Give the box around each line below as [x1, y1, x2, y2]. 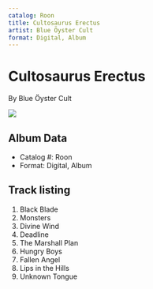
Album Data [8, 131, 68, 144]
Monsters [19, 212, 51, 222]
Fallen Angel [19, 254, 61, 265]
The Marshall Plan [19, 238, 79, 247]
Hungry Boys [19, 246, 63, 256]
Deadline [19, 230, 49, 239]
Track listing [8, 183, 71, 197]
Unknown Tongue [19, 272, 77, 281]
